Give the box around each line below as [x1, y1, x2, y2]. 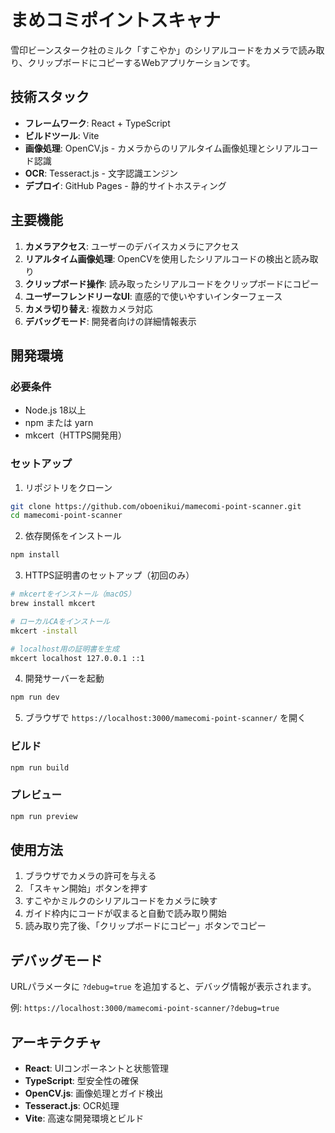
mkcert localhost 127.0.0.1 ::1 [10, 653, 145, 663]
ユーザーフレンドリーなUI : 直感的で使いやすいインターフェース [24, 290, 283, 302]
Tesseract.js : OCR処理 [24, 1100, 120, 1112]
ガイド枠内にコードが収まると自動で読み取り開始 [24, 907, 227, 920]
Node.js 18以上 [24, 404, 87, 416]
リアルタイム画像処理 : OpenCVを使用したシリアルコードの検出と [24, 252, 293, 265]
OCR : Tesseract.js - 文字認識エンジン [24, 167, 178, 179]
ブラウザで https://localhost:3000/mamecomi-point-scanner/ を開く [24, 712, 307, 724]
